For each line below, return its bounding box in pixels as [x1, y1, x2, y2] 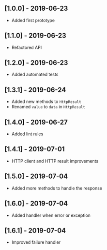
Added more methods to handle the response [11, 185, 103, 191]
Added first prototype [11, 17, 55, 23]
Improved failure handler [11, 239, 61, 245]
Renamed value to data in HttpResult [11, 104, 86, 110]
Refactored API [11, 44, 42, 50]
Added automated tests [11, 71, 59, 78]
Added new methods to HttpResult [11, 99, 81, 104]
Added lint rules [11, 131, 44, 137]
